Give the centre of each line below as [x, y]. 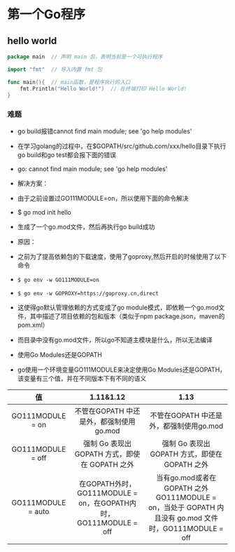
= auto [38, 511]
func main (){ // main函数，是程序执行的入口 [69, 82]
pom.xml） [33, 325]
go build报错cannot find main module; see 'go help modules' [105, 131]
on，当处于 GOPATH [181, 507]
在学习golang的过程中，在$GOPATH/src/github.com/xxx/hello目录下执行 [122, 146]
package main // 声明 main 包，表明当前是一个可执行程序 [85, 57]
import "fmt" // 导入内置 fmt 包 [55, 69]
